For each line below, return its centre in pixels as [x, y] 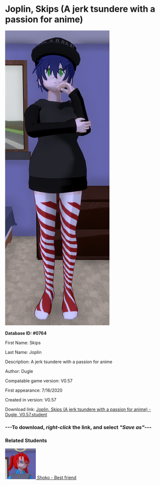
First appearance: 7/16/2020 [34, 390]
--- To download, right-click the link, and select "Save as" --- [79, 427]
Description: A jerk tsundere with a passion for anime [59, 362]
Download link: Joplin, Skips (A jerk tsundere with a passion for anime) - [78, 409]
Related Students [26, 440]
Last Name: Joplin [23, 352]
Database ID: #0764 [26, 333]
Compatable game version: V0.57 [39, 381]
